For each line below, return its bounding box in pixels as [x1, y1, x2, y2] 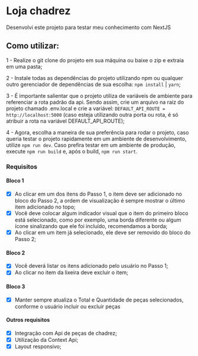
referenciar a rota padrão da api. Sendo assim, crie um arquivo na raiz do [6, 98, 184, 105]
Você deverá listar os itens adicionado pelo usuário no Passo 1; [14, 262, 168, 270]
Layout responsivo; [14, 342, 61, 350]
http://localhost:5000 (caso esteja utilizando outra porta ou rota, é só [6, 111, 178, 118]
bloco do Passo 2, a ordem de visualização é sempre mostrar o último [14, 197, 185, 204]
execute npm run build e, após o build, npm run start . [6, 147, 138, 155]
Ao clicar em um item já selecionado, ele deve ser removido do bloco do [14, 229, 191, 236]
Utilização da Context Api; [14, 336, 79, 343]
